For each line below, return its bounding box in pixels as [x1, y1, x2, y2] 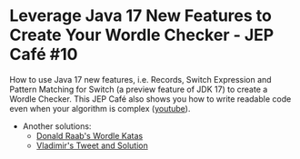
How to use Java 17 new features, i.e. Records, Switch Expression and [9, 74, 272, 84]
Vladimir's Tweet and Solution [35, 140, 148, 151]
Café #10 [9, 45, 78, 65]
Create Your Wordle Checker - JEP [9, 25, 275, 45]
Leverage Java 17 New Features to [9, 5, 273, 26]
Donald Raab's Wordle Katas [35, 130, 144, 141]
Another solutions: [22, 120, 92, 132]
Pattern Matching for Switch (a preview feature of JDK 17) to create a [9, 84, 268, 94]
